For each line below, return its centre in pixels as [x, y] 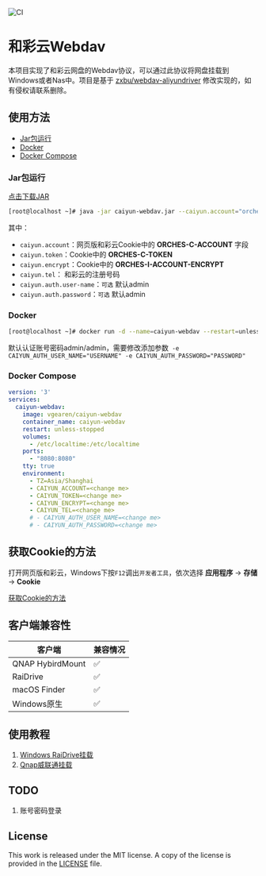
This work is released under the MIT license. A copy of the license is [120, 855]
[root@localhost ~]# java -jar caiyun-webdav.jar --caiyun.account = [123, 212]
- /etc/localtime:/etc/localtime [84, 444]
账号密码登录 [40, 811]
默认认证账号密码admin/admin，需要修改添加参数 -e [94, 348]
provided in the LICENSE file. [55, 864]
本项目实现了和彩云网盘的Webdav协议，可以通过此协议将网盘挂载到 [119, 70]
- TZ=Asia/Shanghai [61, 480]
